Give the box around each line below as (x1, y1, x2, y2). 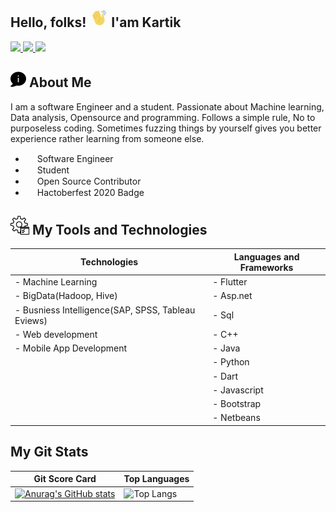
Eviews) (14, 314, 48, 326)
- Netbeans (212, 412, 261, 424)
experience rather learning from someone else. (10, 132, 205, 144)
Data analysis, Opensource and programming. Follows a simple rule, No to (10, 111, 316, 123)
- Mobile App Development (14, 342, 128, 354)
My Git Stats (10, 444, 89, 461)
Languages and (233, 250, 300, 263)
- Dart (212, 370, 239, 382)
